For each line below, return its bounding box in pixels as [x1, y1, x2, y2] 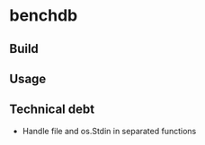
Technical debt [9, 102, 95, 117]
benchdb [9, 5, 78, 26]
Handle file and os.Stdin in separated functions [22, 125, 197, 136]
